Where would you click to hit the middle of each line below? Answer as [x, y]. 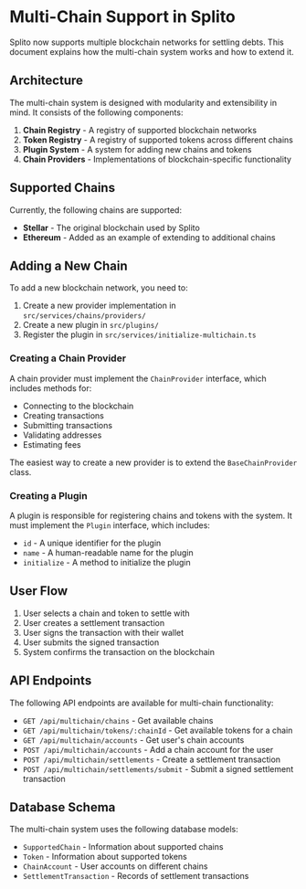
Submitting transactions [67, 425]
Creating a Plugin [49, 495]
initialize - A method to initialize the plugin [107, 562]
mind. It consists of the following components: [96, 112]
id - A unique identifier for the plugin [92, 543]
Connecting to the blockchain [78, 406]
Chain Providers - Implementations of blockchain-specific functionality [157, 159]
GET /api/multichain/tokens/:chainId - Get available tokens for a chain [158, 730]
